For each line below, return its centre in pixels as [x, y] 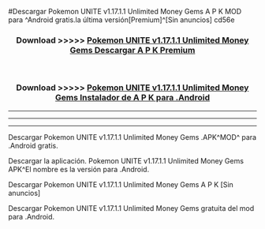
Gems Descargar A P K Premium [132, 50]
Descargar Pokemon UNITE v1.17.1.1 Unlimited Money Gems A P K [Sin [121, 184]
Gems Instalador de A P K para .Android [132, 98]
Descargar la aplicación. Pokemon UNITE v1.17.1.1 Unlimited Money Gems [126, 160]
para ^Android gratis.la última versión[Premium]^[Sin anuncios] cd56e [121, 20]
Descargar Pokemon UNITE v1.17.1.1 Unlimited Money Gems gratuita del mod [131, 208]
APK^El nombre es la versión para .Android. [79, 169]
